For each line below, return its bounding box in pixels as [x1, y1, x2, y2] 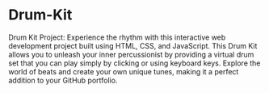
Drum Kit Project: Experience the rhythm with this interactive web [8, 32, 226, 42]
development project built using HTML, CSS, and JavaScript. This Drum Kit [8, 40, 258, 50]
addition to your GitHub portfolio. [8, 75, 118, 85]
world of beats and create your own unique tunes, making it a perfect [8, 66, 239, 76]
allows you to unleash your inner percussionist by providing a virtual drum [8, 49, 254, 59]
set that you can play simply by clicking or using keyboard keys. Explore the [8, 58, 261, 68]
